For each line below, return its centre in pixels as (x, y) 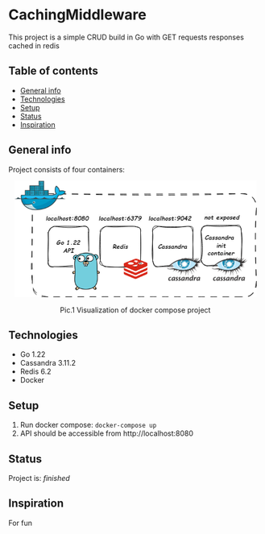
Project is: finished (39, 478)
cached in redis (34, 45)
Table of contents (53, 71)
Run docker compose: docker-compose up (88, 425)
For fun (21, 523)
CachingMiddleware (77, 15)
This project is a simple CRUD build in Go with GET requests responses (126, 37)
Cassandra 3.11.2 (48, 363)
